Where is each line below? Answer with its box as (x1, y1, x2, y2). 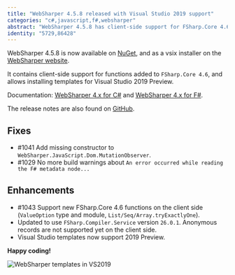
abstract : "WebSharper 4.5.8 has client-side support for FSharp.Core (7, 23, 218, 30)
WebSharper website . (7, 57, 70, 65)
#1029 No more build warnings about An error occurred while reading (17, 158, 224, 167)
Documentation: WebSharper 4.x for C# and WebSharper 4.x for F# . (7, 91, 204, 99)
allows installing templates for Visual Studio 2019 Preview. (7, 78, 174, 86)
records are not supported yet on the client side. (17, 225, 157, 234)
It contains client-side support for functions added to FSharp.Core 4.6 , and (7, 70, 222, 78)
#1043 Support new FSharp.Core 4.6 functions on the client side (17, 203, 204, 211)
